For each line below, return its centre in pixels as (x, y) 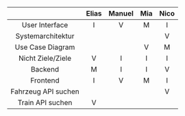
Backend (45, 69)
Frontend (45, 80)
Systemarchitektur (45, 36)
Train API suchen (45, 103)
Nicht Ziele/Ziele (45, 58)
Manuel (121, 13)
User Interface (45, 25)
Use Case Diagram (45, 47)
